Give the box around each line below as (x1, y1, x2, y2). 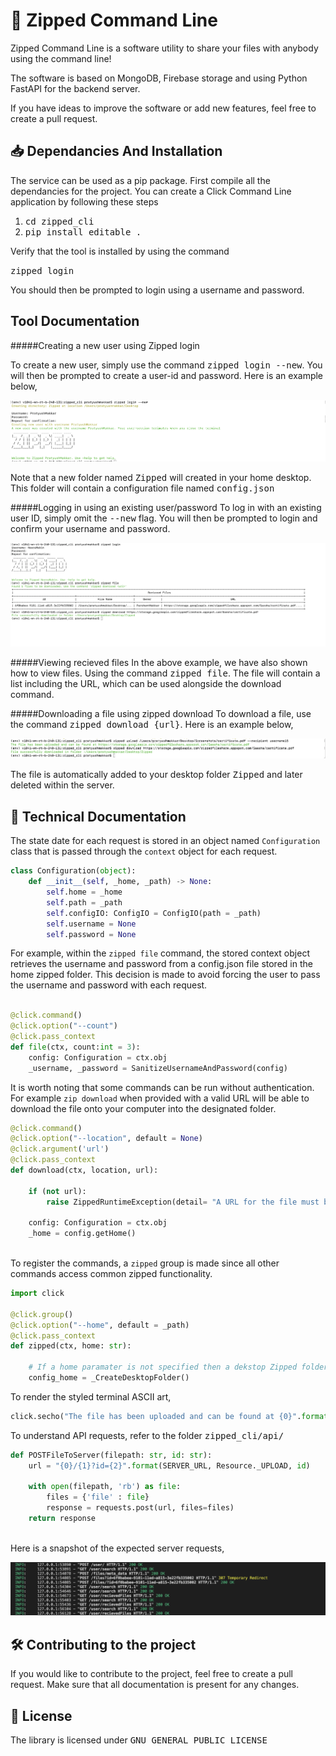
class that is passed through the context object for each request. (10, 845, 278, 858)
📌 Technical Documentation (10, 808, 187, 825)
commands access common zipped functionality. (10, 1268, 213, 1280)
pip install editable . (24, 226, 142, 238)
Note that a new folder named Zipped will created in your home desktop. (10, 471, 312, 483)
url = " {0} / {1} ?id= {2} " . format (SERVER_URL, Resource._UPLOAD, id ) (28, 1460, 311, 1471)
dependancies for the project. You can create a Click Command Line (10, 185, 292, 197)
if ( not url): (28, 1186, 87, 1196)
